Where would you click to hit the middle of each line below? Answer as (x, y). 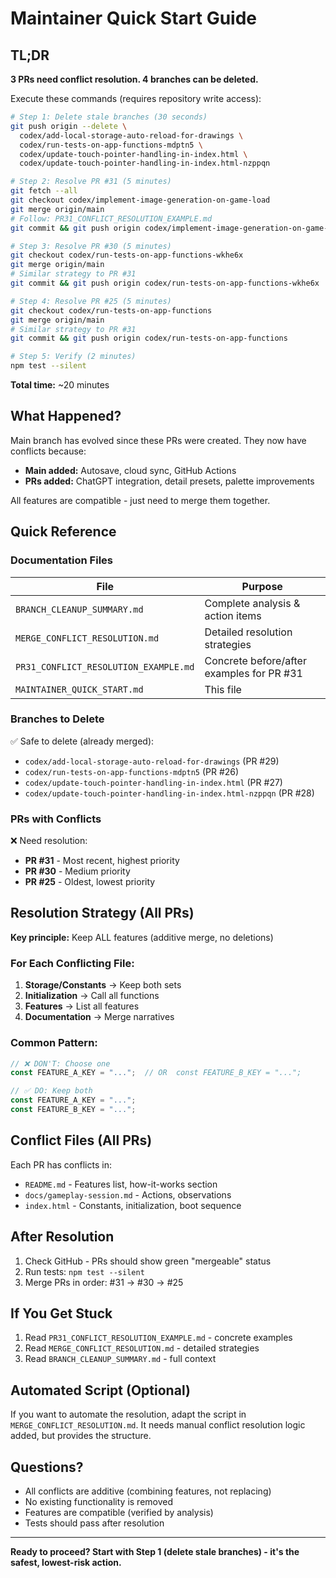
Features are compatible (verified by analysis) (119, 1512)
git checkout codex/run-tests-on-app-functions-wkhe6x (127, 255)
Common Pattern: (54, 1043)
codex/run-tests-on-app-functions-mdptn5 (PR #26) (132, 771)
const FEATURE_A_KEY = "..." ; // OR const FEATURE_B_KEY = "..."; (156, 1073)
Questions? (47, 1467)
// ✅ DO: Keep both (51, 1091)
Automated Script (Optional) (100, 1390)
